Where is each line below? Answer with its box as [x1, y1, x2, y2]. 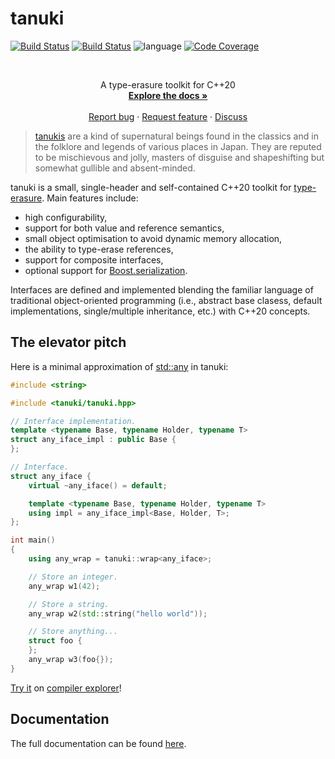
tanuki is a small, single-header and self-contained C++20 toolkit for [10, 181, 292, 193]
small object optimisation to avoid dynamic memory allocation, [24, 232, 283, 244]
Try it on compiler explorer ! [10, 682, 122, 694]
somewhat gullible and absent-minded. [34, 162, 196, 174]
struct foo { [28, 636, 83, 646]
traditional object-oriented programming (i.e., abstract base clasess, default [10, 294, 323, 306]
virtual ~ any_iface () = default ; [28, 480, 168, 491]
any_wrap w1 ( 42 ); [28, 581, 101, 591]
